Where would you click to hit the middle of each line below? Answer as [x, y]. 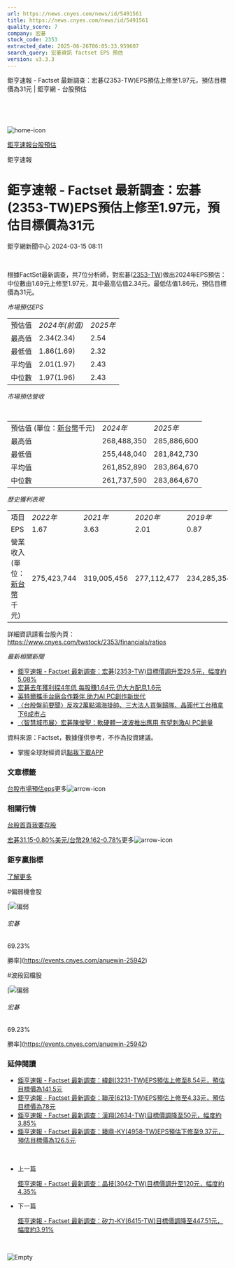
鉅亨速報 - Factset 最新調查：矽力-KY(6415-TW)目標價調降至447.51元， [120, 1221]
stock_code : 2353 [33, 40]
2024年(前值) [61, 325]
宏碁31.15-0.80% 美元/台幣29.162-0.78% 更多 [71, 840]
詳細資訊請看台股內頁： [41, 634]
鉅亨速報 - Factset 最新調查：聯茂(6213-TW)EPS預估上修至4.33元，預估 [121, 1098]
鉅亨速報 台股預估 [32, 144]
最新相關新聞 [26, 656]
